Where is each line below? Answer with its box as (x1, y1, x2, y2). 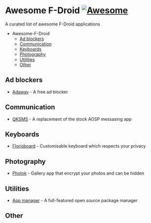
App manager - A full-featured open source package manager (12, 198, 138, 203)
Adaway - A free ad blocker (12, 89, 68, 95)
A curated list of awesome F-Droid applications (5, 21, 101, 27)
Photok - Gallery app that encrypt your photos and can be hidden (12, 170, 145, 176)
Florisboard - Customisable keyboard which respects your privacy (12, 143, 146, 149)
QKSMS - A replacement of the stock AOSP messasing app (12, 116, 132, 122)
